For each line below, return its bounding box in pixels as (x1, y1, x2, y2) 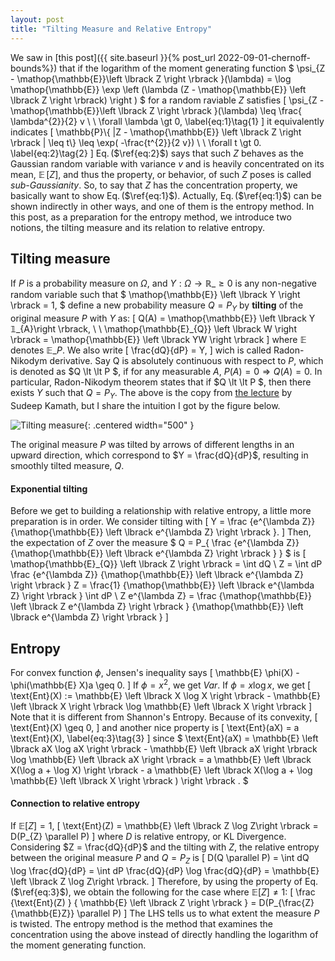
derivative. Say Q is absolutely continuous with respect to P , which (49, 355, 324, 367)
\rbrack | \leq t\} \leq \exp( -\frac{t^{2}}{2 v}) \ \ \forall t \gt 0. (10, 136, 262, 148)
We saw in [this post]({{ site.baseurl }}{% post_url (10, 51, 216, 63)
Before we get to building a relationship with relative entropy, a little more (10, 505, 312, 517)
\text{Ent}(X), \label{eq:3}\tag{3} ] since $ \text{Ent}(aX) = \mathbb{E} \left (10, 732, 319, 744)
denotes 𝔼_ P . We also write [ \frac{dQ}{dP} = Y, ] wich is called (10, 344, 272, 356)
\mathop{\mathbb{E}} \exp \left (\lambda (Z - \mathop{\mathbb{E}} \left (10, 83, 307, 95)
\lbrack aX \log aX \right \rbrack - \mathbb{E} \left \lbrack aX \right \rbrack (10, 742, 318, 755)
